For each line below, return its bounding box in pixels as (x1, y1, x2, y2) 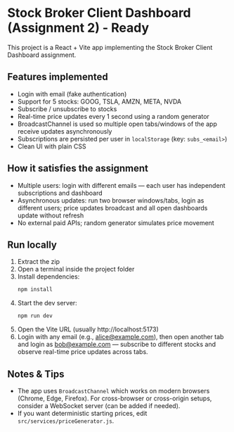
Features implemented (7, 71, 108, 83)
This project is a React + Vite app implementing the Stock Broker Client (7, 43, 213, 51)
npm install (17, 286, 53, 293)
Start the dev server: (17, 299, 77, 307)
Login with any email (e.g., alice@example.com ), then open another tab (17, 333, 224, 341)
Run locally (7, 239, 58, 250)
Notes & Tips (7, 368, 65, 380)
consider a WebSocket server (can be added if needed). (17, 401, 181, 409)
